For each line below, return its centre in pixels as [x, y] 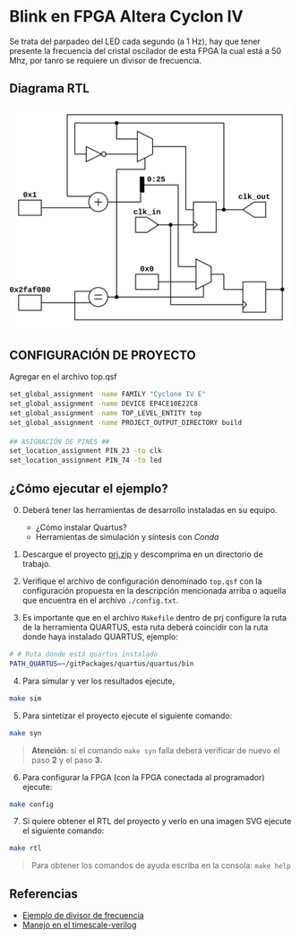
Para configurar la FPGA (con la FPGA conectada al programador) [143, 777]
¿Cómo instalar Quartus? [81, 527]
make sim [26, 698]
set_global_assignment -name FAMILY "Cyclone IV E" [107, 395]
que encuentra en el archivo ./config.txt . [100, 600]
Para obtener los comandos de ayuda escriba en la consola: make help [161, 865]
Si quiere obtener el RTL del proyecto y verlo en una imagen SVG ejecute [157, 822]
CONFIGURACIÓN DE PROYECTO [103, 355]
